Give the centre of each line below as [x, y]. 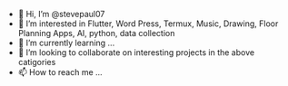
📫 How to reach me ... [60, 72]
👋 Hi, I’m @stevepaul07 [61, 14]
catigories [37, 62]
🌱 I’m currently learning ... [66, 43]
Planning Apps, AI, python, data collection [96, 33]
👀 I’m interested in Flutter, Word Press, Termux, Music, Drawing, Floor [148, 24]
